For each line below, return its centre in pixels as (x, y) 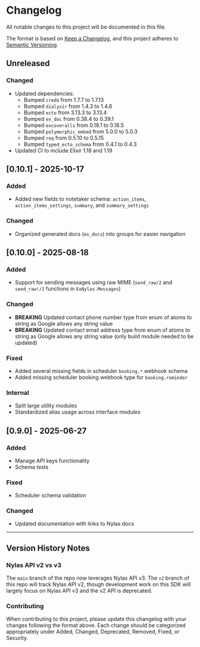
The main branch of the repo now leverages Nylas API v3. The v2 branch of (98, 578)
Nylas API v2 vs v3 (34, 565)
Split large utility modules (46, 406)
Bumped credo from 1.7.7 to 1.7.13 (64, 99)
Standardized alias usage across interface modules (78, 412)
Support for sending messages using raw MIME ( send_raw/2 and (93, 282)
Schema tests (32, 467)
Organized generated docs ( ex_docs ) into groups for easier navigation (100, 234)
